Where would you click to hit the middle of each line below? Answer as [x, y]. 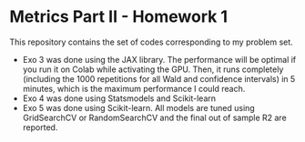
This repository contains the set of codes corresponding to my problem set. [151, 42]
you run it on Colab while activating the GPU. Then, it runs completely [153, 69]
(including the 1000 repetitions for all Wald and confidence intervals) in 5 [159, 78]
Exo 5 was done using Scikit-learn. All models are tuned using [138, 107]
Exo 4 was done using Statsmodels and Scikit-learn [119, 98]
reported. [40, 127]
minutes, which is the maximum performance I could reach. [134, 88]
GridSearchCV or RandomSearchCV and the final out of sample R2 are [154, 117]
